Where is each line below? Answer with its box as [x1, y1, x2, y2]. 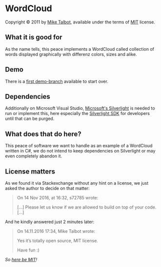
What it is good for [5, 33, 62, 41]
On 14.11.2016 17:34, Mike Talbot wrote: [17, 229, 96, 234]
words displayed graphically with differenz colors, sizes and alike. [5, 51, 138, 57]
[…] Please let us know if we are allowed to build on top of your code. [17, 204, 157, 210]
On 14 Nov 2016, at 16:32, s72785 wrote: [17, 195, 99, 200]
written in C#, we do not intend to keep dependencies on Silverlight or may [5, 148, 156, 154]
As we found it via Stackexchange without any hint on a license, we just [5, 180, 149, 186]
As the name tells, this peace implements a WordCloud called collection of [5, 46, 155, 52]
